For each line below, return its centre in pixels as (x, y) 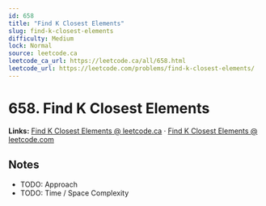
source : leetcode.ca (43, 53)
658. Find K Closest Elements (109, 108)
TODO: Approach (49, 184)
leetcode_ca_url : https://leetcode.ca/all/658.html (97, 61)
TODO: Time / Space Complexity (74, 193)
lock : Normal (30, 46)
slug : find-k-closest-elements (61, 31)
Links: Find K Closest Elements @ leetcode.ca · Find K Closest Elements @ (133, 131)
